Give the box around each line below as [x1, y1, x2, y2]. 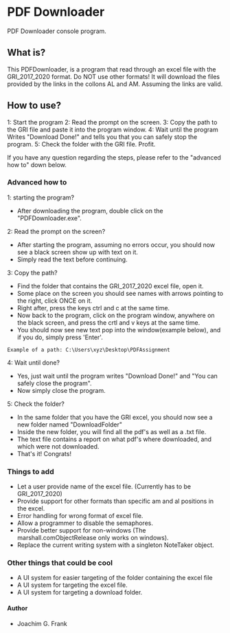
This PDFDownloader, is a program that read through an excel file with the [7, 65, 216, 73]
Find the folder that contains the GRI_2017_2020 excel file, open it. [16, 281, 204, 290]
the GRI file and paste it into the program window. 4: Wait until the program [7, 125, 218, 133]
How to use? [7, 100, 62, 111]
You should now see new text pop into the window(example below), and [16, 325, 221, 334]
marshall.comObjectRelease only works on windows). [16, 534, 170, 542]
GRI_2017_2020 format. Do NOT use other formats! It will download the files [7, 72, 220, 81]
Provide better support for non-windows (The [16, 526, 146, 535]
